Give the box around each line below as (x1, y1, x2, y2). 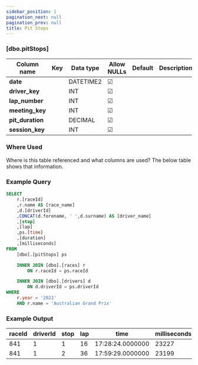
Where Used (6, 143, 42, 151)
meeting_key (9, 106, 46, 114)
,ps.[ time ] (16, 230, 44, 235)
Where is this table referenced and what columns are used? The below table (6, 156, 192, 163)
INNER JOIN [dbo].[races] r (16, 262, 85, 268)
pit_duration (9, 116, 44, 124)
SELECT (6, 191, 22, 197)
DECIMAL (68, 116, 95, 124)
